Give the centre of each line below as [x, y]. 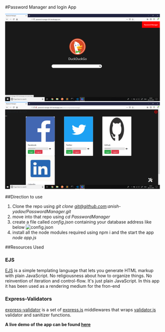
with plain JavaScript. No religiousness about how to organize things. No [79, 276]
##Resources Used [25, 247]
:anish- [114, 206]
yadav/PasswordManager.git [41, 211]
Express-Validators [29, 299]
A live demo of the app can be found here [48, 324]
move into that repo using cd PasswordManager [61, 217]
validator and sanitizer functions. [38, 315]
